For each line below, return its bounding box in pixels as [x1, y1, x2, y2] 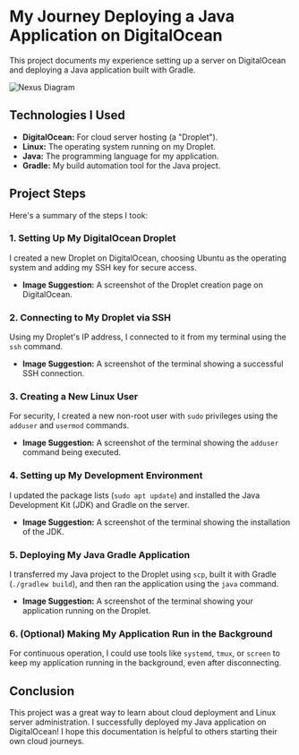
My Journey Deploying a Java [9, 6, 235, 27]
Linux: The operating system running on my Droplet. [21, 141, 217, 151]
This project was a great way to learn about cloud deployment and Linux [9, 708, 277, 718]
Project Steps [9, 186, 87, 202]
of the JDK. [21, 526, 64, 536]
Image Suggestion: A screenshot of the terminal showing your [21, 596, 253, 606]
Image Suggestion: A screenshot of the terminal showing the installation [21, 517, 291, 528]
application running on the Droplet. [21, 605, 151, 616]
